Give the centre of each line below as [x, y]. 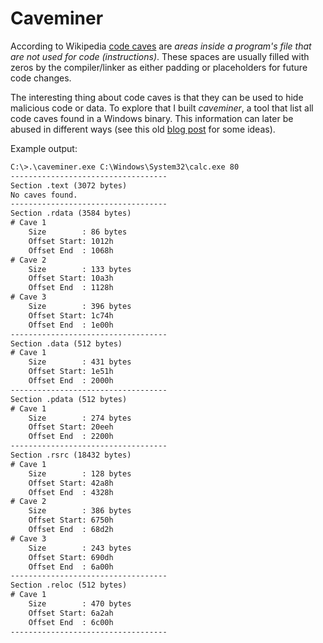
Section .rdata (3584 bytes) [71, 213]
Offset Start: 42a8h [71, 483]
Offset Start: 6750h [71, 520]
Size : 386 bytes [80, 511]
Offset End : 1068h [71, 250]
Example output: [44, 148]
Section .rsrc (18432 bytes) [71, 455]
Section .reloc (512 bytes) [69, 585]
